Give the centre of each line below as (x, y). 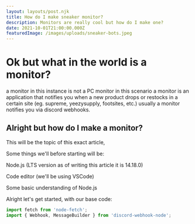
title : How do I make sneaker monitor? (55, 17)
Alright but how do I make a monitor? (75, 128)
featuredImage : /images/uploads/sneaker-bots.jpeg (69, 33)
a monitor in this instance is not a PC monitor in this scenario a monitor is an (97, 91)
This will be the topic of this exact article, (56, 142)
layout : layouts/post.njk (37, 11)
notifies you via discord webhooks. (48, 110)
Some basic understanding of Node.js (52, 188)
